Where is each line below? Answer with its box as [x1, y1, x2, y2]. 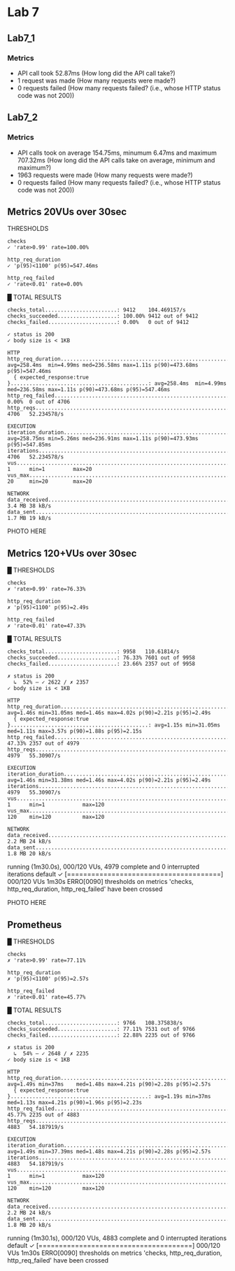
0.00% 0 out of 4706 [7, 398, 71, 406]
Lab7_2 [7, 111, 38, 123]
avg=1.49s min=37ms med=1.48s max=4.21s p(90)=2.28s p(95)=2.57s [7, 1081, 211, 1088]
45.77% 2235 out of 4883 [7, 1111, 80, 1118]
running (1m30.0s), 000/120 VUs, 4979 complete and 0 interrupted [7, 862, 200, 871]
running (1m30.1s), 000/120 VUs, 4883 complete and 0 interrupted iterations [7, 1234, 227, 1242]
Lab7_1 [7, 32, 35, 44]
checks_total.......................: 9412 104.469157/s [7, 307, 187, 314]
